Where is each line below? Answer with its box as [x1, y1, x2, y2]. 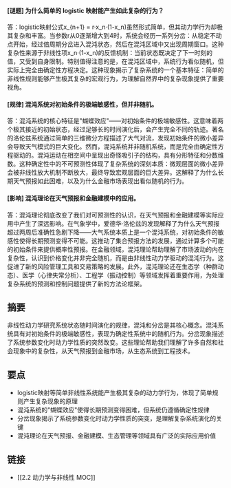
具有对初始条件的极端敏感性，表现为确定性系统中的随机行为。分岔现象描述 [12, 330, 224, 338]
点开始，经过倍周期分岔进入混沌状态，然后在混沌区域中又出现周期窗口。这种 [7, 40, 224, 48]
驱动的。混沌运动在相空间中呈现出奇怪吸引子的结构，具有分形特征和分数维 [12, 151, 224, 160]
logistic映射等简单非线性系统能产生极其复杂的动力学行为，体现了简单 [16, 389, 212, 397]
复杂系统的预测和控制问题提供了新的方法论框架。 [7, 279, 146, 288]
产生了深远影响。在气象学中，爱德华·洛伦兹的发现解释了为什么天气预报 [19, 219, 220, 227]
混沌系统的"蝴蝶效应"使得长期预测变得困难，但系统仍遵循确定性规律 [16, 406, 210, 414]
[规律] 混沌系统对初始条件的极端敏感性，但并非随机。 [7, 100, 158, 108]
